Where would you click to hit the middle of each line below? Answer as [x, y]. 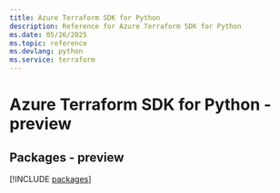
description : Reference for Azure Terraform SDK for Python [126, 26]
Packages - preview [67, 157]
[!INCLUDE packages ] [50, 179]
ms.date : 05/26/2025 [49, 34]
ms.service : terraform [52, 60]
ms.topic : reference [49, 43]
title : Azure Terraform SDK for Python [85, 18]
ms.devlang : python [46, 52]
